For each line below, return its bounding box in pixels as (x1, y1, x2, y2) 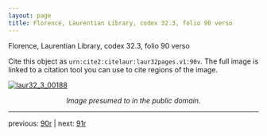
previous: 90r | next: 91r (8, 119, 87, 128)
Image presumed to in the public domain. (66, 95, 201, 105)
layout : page (8, 11, 52, 20)
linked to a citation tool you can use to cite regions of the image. (8, 64, 219, 74)
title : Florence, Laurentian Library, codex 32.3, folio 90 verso (8, 19, 233, 27)
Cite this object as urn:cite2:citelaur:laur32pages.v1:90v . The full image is (8, 56, 259, 66)
